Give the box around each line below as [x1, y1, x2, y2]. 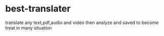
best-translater [5, 3, 71, 14]
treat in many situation [5, 24, 52, 30]
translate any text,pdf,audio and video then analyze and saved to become [5, 19, 159, 25]
